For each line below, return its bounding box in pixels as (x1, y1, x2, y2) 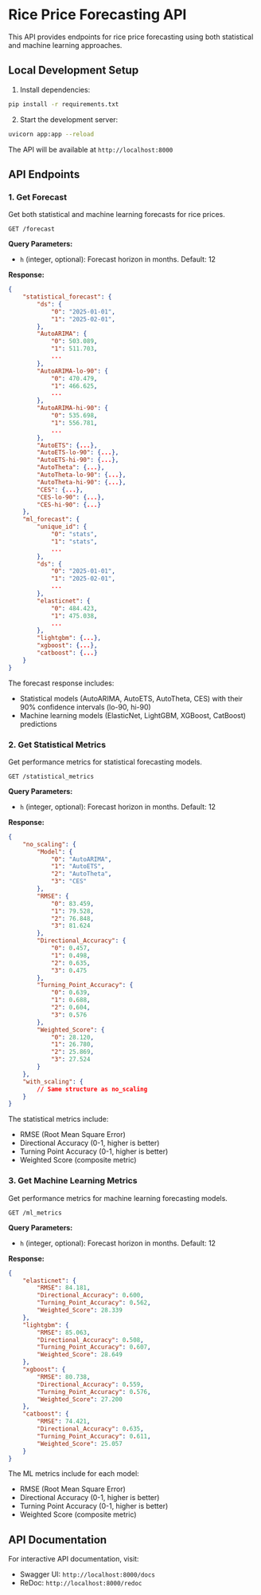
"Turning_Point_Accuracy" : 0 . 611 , (37, 1432, 151, 1440)
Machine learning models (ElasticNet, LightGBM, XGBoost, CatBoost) (19, 710, 247, 720)
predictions (19, 719, 57, 728)
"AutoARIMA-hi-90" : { (37, 405, 109, 413)
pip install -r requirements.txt (8, 100, 119, 109)
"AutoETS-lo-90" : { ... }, (37, 448, 119, 456)
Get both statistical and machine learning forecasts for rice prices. (8, 210, 225, 219)
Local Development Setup (8, 64, 139, 77)
